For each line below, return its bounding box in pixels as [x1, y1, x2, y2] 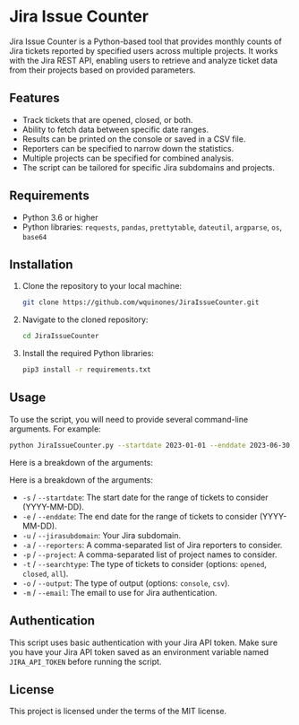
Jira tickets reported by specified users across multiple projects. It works [9, 45, 278, 56]
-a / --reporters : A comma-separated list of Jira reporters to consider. [21, 539, 283, 550]
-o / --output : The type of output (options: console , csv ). [21, 577, 230, 589]
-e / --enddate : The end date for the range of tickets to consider [21, 511, 258, 521]
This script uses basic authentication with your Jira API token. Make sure [9, 637, 278, 648]
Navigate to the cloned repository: [21, 314, 149, 325]
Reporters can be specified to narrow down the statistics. [21, 143, 235, 153]
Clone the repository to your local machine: [21, 281, 182, 292]
